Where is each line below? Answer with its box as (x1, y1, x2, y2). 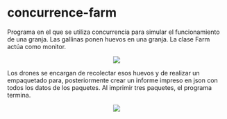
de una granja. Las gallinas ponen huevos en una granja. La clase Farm (7, 35, 210, 43)
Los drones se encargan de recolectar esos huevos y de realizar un (7, 68, 200, 77)
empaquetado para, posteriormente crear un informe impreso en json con (7, 76, 219, 84)
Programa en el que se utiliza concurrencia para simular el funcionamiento (7, 28, 220, 36)
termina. (7, 91, 31, 99)
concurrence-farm (7, 5, 117, 21)
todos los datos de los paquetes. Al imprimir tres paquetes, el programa (7, 83, 212, 91)
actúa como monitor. (7, 42, 67, 51)
